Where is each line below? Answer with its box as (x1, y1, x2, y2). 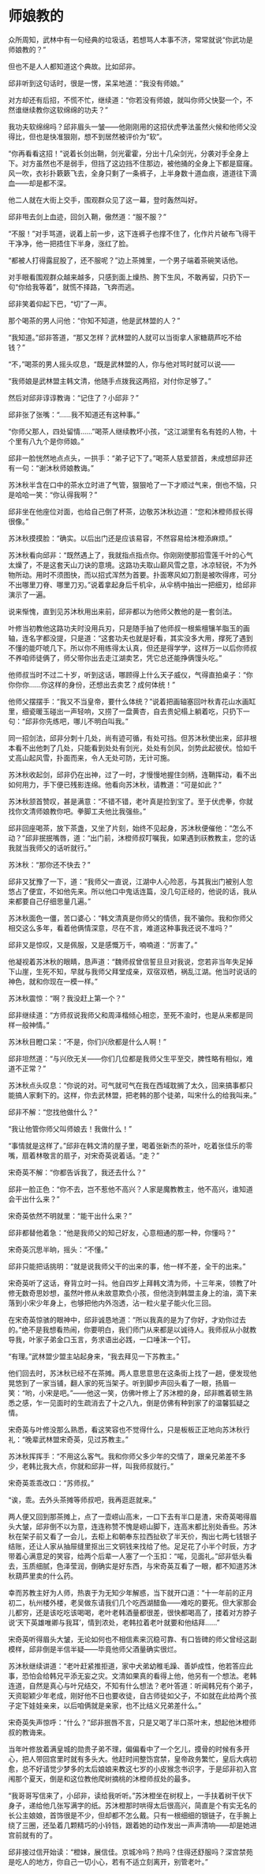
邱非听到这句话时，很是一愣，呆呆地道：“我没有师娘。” (8, 78, 184, 88)
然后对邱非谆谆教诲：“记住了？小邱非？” (8, 393, 140, 402)
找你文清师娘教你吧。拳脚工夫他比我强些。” (8, 806, 147, 816)
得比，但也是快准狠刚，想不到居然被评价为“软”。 (8, 131, 167, 141)
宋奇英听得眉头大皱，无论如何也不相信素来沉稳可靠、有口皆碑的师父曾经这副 (8, 1634, 257, 1644)
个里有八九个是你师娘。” (8, 436, 84, 446)
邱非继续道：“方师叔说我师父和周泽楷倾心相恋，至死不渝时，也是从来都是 (8, 1010, 247, 1019)
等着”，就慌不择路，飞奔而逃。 (39, 282, 140, 291)
